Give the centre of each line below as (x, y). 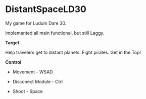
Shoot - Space (28, 91)
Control (13, 62)
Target (12, 42)
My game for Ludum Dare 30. (36, 23)
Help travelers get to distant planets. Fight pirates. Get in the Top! (73, 52)
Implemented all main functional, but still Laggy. (55, 33)
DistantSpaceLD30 (46, 9)
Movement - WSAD (33, 72)
